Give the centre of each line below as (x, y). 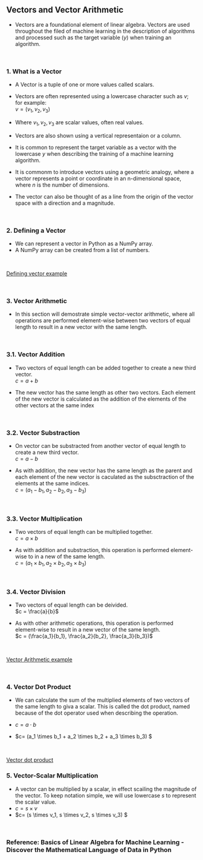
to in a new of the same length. (67, 556)
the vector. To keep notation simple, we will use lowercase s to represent (105, 795)
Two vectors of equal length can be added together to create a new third (105, 368)
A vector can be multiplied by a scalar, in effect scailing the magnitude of (106, 789)
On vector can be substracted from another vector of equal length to (100, 445)
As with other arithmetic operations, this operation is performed (94, 623)
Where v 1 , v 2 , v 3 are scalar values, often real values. (79, 123)
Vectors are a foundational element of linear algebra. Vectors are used (102, 24)
